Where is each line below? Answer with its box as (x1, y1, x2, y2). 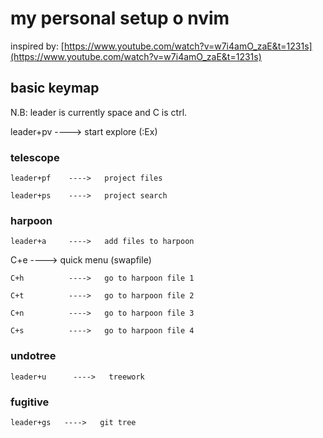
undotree (10, 349, 57, 363)
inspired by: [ (10, 40, 65, 52)
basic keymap (10, 80, 100, 97)
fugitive (10, 395, 50, 409)
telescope (10, 150, 60, 164)
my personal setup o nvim (10, 7, 230, 30)
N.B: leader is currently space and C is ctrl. (10, 106, 188, 118)
